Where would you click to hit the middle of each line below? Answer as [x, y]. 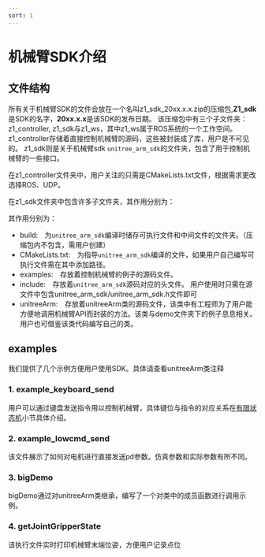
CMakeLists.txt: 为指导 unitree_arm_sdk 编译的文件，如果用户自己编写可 [137, 254]
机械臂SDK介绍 [57, 57]
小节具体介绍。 [47, 418]
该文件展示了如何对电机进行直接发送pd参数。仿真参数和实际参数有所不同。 [130, 457]
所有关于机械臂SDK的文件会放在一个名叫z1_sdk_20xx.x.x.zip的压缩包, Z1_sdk [132, 109]
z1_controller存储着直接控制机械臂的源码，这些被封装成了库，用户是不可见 [129, 138]
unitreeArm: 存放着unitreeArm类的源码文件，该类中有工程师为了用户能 [136, 303]
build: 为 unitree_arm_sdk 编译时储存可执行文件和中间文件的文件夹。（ [133, 235]
